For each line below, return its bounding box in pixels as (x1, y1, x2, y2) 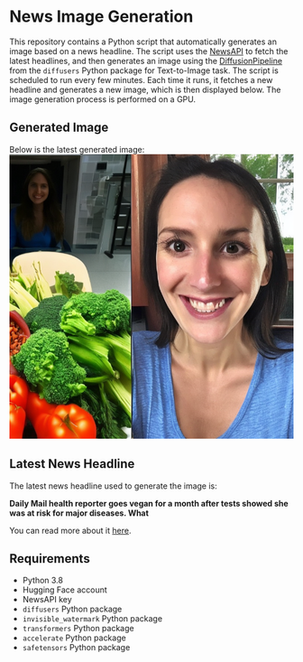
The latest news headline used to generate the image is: (9, 480, 218, 491)
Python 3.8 (22, 575, 63, 586)
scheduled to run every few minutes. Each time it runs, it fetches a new (9, 74, 273, 85)
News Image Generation (9, 6, 194, 27)
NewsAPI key (22, 594, 72, 605)
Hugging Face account (22, 584, 108, 595)
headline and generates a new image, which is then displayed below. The (9, 84, 281, 95)
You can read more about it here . (9, 525, 132, 536)
